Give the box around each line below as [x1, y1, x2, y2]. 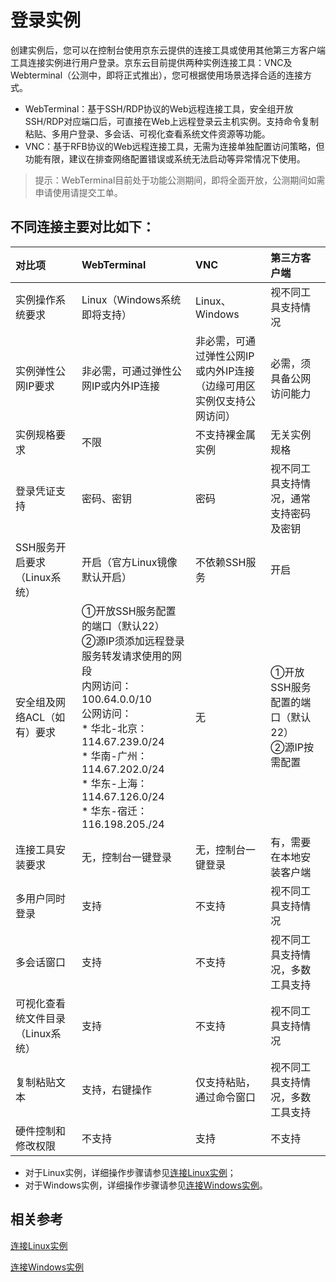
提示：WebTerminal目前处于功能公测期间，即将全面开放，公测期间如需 [34, 174, 326, 186]
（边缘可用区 [195, 379, 257, 393]
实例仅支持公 [195, 394, 257, 408]
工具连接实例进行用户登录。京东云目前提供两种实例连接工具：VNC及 [10, 56, 293, 68]
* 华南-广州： [81, 749, 148, 763]
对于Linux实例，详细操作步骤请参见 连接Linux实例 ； [24, 1166, 237, 1178]
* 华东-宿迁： [81, 804, 148, 818]
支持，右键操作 [81, 1082, 152, 1096]
